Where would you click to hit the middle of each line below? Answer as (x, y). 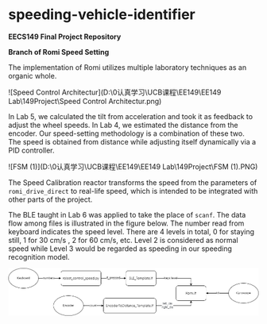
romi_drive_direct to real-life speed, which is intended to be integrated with (133, 191)
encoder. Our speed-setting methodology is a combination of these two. (126, 133)
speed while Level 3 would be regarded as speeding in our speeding (120, 249)
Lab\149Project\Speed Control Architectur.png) (85, 101)
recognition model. (39, 256)
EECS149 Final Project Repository (65, 37)
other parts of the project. (50, 199)
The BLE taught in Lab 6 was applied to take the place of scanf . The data (127, 214)
